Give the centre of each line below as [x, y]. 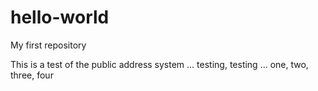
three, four [32, 75]
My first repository [48, 45]
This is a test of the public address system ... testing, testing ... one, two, [159, 64]
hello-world [60, 17]
